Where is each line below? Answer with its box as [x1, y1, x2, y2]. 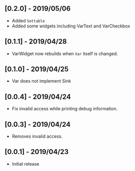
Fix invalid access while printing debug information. [11, 106, 118, 112]
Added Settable [11, 17, 45, 23]
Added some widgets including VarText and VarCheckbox [11, 23, 131, 29]
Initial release [11, 161, 39, 167]
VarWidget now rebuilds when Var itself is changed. [11, 50, 118, 57]
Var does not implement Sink [11, 78, 71, 84]
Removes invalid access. [11, 133, 63, 139]
